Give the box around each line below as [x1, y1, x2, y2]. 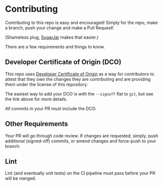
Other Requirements [5, 120, 68, 128]
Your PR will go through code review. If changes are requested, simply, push [5, 133, 159, 139]
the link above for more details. [5, 96, 67, 102]
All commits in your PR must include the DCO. [5, 105, 97, 111]
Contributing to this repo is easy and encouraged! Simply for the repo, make [5, 20, 158, 25]
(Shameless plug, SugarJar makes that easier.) [5, 34, 99, 40]
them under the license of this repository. [5, 81, 88, 87]
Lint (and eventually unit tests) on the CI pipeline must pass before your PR [5, 170, 156, 176]
